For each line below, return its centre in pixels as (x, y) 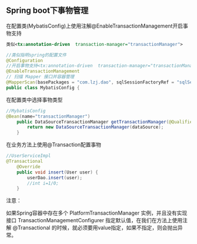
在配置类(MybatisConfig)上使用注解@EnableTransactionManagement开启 (95, 26)
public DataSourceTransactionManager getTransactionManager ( (93, 122)
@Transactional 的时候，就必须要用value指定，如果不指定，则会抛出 (95, 228)
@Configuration (25, 61)
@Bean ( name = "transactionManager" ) (48, 116)
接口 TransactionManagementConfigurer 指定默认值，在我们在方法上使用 (94, 220)
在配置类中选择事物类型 (34, 99)
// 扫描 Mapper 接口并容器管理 (40, 77)
